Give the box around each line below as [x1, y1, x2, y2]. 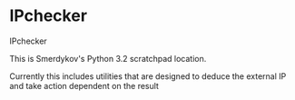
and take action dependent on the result [9, 80, 159, 91]
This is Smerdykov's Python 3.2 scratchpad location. [9, 53, 207, 64]
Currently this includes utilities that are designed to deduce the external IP [9, 70, 287, 82]
